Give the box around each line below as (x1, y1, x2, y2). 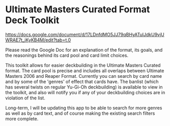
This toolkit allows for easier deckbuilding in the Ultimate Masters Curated (5, 62, 161, 68)
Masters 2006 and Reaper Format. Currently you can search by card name (5, 73, 162, 79)
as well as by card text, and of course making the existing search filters (5, 110, 155, 116)
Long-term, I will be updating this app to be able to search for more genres (5, 104, 162, 111)
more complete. (5, 115, 39, 121)
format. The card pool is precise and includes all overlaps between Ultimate (5, 68, 164, 74)
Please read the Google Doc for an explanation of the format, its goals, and (5, 47, 163, 53)
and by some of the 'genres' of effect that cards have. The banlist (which (5, 78, 159, 85)
